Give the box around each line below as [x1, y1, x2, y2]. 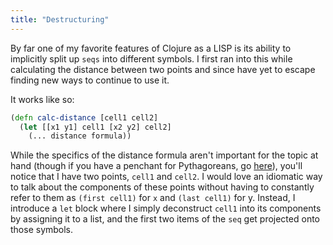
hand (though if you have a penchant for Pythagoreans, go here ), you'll [10, 160, 303, 172]
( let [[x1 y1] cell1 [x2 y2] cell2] [19, 122, 172, 132]
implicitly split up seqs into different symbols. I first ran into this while [10, 52, 293, 65]
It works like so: [10, 93, 75, 105]
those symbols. [10, 224, 74, 236]
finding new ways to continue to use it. [10, 74, 170, 86]
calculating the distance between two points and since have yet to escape [10, 63, 316, 75]
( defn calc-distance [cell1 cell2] [10, 112, 159, 123]
